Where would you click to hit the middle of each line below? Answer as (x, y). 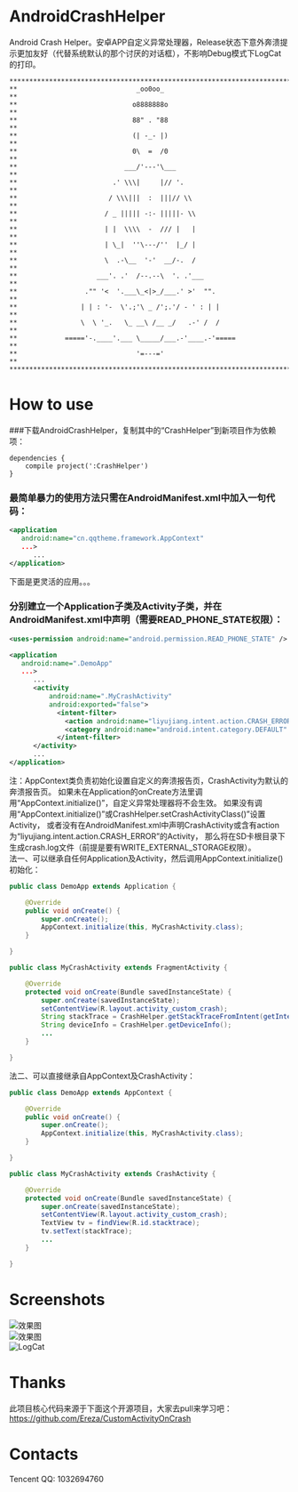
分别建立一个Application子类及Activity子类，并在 (115, 607)
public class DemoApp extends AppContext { (91, 1093)
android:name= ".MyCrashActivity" (110, 697)
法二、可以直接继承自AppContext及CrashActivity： (102, 1076)
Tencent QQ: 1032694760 (57, 1479)
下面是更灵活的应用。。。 (52, 581)
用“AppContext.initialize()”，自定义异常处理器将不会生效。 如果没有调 (136, 802)
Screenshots (57, 1299)
